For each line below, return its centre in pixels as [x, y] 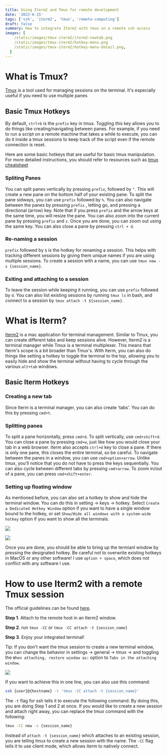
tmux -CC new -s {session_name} [39, 726]
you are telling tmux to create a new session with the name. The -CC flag [79, 741]
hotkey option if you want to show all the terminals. [57, 519]
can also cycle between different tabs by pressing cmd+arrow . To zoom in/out [84, 469]
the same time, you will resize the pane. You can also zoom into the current [82, 215]
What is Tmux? [37, 76]
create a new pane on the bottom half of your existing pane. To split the [79, 194]
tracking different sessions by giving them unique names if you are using [80, 255]
